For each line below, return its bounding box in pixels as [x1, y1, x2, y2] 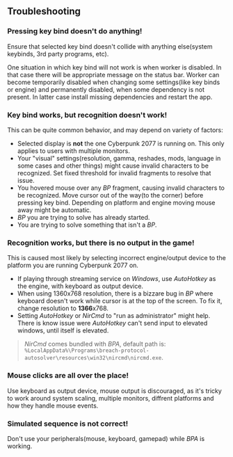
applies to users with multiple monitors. [17, 146, 130, 155]
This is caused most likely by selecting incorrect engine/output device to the [7, 254, 226, 262]
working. [7, 442, 33, 450]
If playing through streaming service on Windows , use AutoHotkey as [17, 275, 216, 283]
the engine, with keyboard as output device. [17, 282, 144, 291]
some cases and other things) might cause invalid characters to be [17, 161, 209, 170]
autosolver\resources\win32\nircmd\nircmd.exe [24, 355, 162, 362]
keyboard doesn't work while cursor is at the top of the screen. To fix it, [17, 297, 223, 305]
